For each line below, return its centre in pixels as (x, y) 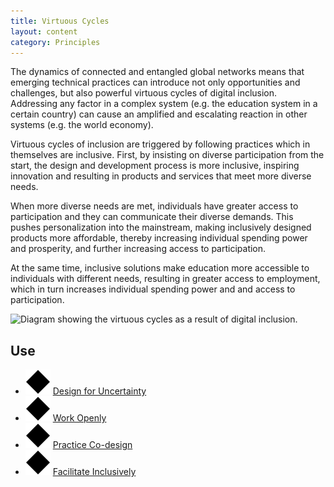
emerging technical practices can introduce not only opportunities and (155, 82)
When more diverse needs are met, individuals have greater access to (154, 206)
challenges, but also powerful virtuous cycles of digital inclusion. (144, 93)
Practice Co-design (92, 445)
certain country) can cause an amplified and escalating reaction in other (159, 114)
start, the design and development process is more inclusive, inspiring (155, 166)
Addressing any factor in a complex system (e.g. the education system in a (164, 104)
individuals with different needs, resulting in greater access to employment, (165, 279)
